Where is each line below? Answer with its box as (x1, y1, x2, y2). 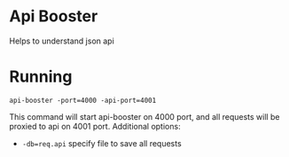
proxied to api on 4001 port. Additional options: (9, 121, 181, 131)
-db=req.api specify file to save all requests (21, 137, 182, 148)
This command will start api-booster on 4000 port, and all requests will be (9, 111, 280, 122)
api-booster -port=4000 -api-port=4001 (9, 96, 157, 105)
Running (9, 67, 73, 87)
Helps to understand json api (9, 35, 115, 46)
